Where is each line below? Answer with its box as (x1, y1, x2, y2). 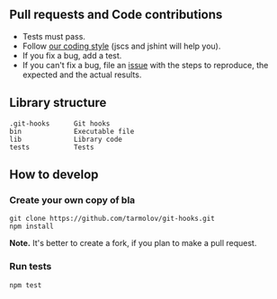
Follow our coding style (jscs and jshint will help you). (22, 40, 221, 51)
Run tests (9, 260, 52, 273)
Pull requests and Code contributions (9, 7, 223, 22)
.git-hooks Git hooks (9, 119, 111, 128)
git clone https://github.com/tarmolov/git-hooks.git (9, 215, 216, 224)
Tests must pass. (22, 31, 85, 41)
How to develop (9, 167, 99, 182)
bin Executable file (9, 127, 135, 136)
